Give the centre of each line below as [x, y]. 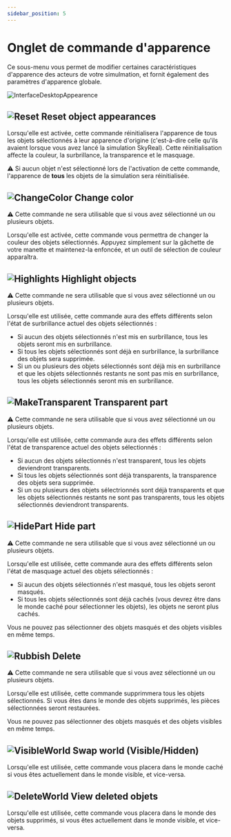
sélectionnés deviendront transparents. [73, 504]
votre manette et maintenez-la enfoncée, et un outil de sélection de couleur [114, 250]
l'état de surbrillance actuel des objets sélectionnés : [82, 323]
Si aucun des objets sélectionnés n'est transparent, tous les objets [111, 461]
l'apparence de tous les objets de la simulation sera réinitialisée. [98, 176]
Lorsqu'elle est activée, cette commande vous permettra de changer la [108, 235]
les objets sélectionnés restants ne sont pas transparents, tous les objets [121, 497]
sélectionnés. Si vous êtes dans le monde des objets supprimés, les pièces [113, 701]
